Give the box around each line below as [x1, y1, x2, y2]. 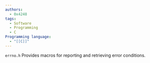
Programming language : [5, 35, 51, 40]
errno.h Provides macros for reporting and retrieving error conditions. [5, 52, 146, 58]
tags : [5, 16, 16, 21]
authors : [5, 7, 23, 12]
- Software [9, 21, 32, 26]
